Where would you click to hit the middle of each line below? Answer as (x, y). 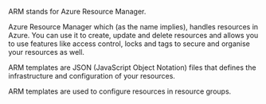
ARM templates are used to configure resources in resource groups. (120, 91)
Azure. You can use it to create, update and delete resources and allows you (133, 35)
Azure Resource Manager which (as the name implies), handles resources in (133, 27)
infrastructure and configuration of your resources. (92, 76)
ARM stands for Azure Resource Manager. (77, 12)
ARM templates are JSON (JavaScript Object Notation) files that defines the (132, 67)
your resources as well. (47, 52)
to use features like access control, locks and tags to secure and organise (129, 44)
